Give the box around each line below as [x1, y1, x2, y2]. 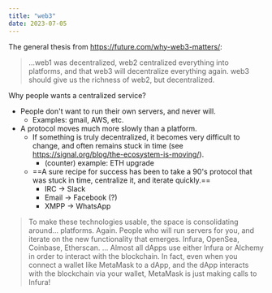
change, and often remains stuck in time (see [32, 140, 184, 150]
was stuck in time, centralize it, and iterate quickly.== [32, 175, 211, 185]
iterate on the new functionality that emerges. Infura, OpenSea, [28, 234, 240, 243]
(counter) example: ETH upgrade [44, 157, 155, 167]
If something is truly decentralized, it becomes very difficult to [32, 131, 240, 142]
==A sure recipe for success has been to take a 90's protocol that [32, 166, 253, 176]
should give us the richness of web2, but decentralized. [28, 75, 215, 84]
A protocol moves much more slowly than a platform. [19, 123, 197, 133]
